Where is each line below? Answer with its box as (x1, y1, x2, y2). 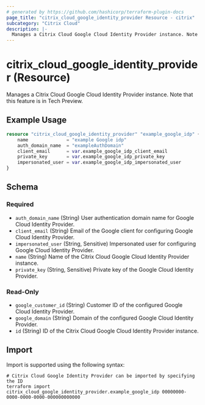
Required (6, 200, 34, 209)
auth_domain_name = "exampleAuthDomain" (17, 143, 124, 149)
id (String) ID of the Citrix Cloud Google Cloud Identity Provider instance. (15, 327, 199, 334)
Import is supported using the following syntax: (6, 361, 125, 368)
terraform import (6, 383, 51, 390)
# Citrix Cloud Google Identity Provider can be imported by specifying (6, 373, 195, 379)
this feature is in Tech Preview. (6, 97, 84, 105)
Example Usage (6, 115, 67, 125)
